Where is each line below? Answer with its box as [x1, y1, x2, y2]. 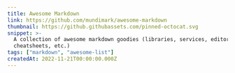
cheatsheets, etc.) [13, 42, 71, 49]
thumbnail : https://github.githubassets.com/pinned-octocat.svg [7, 23, 199, 30]
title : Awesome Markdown [7, 10, 80, 17]
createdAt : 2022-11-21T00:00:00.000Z [7, 56, 117, 63]
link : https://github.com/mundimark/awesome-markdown [7, 17, 168, 24]
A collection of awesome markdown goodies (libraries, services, [13, 36, 208, 43]
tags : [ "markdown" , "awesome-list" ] [7, 49, 114, 56]
